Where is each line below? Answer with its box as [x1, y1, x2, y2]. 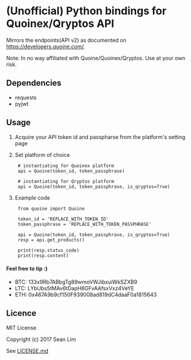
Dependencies [6, 78, 61, 88]
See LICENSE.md [6, 347, 49, 354]
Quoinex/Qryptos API [6, 17, 115, 30]
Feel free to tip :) [6, 265, 48, 272]
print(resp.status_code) [17, 247, 79, 253]
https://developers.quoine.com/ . [6, 43, 85, 50]
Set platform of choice [14, 151, 70, 159]
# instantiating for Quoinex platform [17, 163, 115, 169]
